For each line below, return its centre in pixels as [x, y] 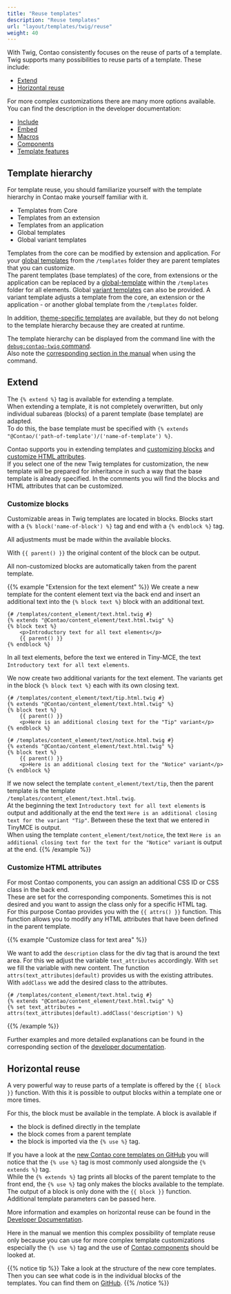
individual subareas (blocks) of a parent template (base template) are [105, 413]
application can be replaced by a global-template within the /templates [108, 283]
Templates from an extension [58, 218]
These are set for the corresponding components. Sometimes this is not [109, 897]
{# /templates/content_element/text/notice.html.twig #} [91, 741]
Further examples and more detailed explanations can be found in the [106, 1040]
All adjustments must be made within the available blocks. [89, 540]
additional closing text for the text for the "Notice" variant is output [115, 842]
